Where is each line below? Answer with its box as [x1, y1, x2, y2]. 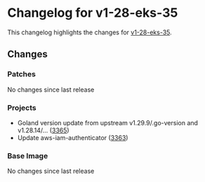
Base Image [7, 150, 48, 160]
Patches [7, 69, 37, 79]
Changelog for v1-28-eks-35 [7, 5, 178, 21]
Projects [7, 103, 37, 113]
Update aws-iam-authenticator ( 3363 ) [17, 133, 128, 141]
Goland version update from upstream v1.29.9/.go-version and [17, 118, 199, 127]
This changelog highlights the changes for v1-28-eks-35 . [7, 28, 172, 36]
